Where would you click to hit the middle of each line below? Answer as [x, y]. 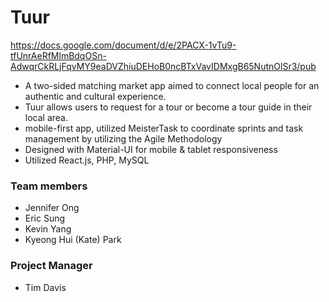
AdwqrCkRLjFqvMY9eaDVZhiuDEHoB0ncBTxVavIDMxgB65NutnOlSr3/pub [163, 66]
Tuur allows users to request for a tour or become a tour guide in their [168, 107]
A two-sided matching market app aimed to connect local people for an [172, 85]
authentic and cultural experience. [95, 96]
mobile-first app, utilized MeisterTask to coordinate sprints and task [164, 128]
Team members [49, 186]
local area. [46, 117]
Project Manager [51, 266]
